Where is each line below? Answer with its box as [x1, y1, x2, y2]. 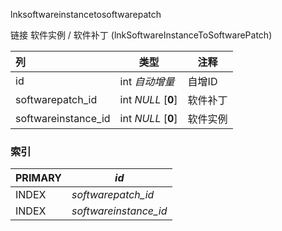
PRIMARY [15, 171, 62, 185]
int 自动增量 [119, 75, 175, 88]
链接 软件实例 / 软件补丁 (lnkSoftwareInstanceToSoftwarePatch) [10, 29, 273, 41]
